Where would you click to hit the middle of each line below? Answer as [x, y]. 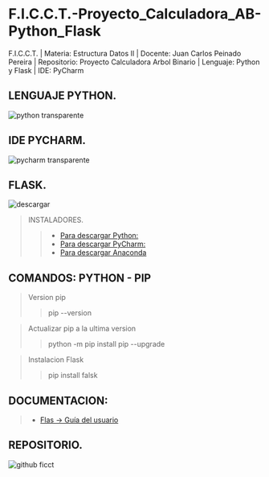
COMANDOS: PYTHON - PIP [79, 278]
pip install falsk [73, 376]
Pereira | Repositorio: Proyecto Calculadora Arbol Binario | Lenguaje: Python [134, 62]
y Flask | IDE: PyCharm [46, 70]
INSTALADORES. [56, 220]
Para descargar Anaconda [103, 253]
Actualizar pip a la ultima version [82, 329]
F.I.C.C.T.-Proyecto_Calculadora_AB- [135, 14]
